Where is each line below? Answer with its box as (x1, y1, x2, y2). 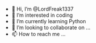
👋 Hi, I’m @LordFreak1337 (11, 6, 74, 12)
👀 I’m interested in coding (11, 12, 73, 19)
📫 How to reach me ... (11, 31, 66, 37)
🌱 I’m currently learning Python (11, 18, 86, 24)
